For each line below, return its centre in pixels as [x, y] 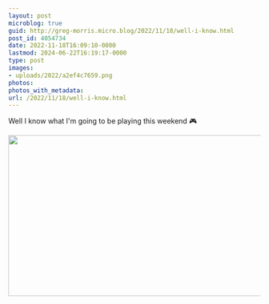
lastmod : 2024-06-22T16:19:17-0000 [68, 53]
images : [21, 68]
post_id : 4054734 [37, 38]
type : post [26, 61]
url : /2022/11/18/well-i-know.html [68, 98]
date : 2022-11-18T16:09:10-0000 [62, 46]
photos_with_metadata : [46, 90]
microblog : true [35, 23]
